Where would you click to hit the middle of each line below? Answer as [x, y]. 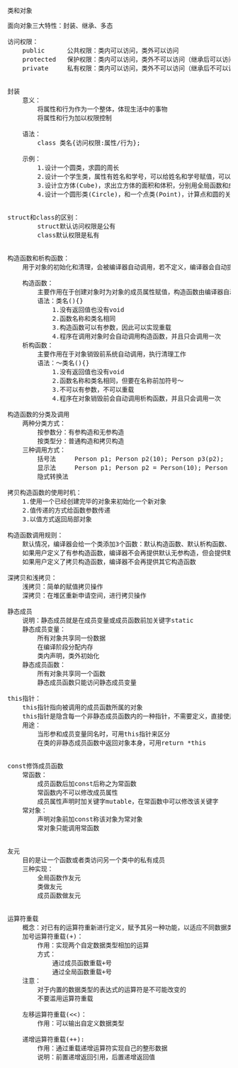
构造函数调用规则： [35, 535]
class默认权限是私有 [68, 235]
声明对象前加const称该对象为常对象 [90, 819]
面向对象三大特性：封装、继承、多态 [60, 26]
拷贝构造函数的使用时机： [45, 492]
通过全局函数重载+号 [82, 972]
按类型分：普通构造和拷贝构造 [81, 441]
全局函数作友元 [59, 878]
